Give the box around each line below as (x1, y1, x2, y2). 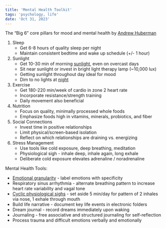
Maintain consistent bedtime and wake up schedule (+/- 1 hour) (19, 50, 150, 56)
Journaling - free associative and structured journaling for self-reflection (12, 212, 162, 218)
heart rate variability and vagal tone (12, 186, 85, 192)
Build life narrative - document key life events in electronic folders (12, 202, 148, 208)
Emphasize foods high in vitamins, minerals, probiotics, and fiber (19, 114, 153, 120)
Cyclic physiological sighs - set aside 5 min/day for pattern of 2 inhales (12, 191, 158, 197)
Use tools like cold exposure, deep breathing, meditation (19, 145, 136, 152)
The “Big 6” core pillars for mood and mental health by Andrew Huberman (5, 30, 157, 36)
